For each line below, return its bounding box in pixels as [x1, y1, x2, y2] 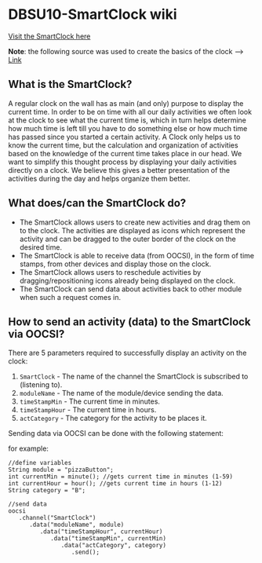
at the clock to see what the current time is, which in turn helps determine [8, 115, 247, 125]
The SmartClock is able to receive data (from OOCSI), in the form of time [19, 250, 255, 260]
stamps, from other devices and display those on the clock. [19, 259, 212, 269]
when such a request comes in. [19, 292, 122, 302]
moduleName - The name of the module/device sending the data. [19, 389, 224, 398]
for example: [8, 444, 49, 453]
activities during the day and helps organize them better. [8, 174, 191, 183]
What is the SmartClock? [8, 78, 133, 91]
